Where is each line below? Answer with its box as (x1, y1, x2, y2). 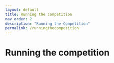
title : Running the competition (5, 12, 72, 17)
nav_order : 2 (5, 16, 32, 21)
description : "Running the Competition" (5, 21, 91, 26)
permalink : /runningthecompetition (5, 26, 79, 31)
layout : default (5, 7, 39, 12)
